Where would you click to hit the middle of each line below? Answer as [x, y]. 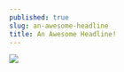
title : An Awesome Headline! [63, 34]
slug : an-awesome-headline [59, 26]
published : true [39, 17]
